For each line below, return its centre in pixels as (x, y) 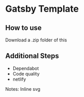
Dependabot (26, 68)
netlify (19, 79)
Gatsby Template (42, 9)
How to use (23, 28)
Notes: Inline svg (23, 89)
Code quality (26, 74)
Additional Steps (32, 56)
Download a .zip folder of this (36, 40)
